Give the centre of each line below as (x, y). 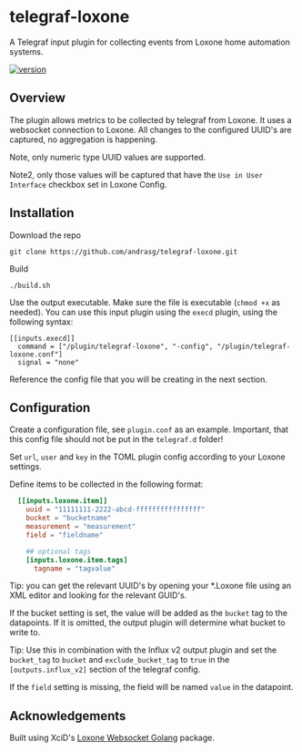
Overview (38, 98)
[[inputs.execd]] (42, 338)
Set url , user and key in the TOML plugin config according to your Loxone (147, 457)
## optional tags (59, 551)
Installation (42, 213)
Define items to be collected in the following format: (106, 484)
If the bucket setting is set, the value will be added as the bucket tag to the (149, 613)
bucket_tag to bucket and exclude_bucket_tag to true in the (120, 660)
